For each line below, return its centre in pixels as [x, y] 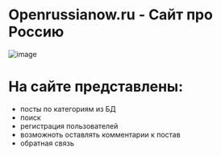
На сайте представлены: [96, 87]
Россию [36, 32]
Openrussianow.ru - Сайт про [111, 15]
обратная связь [47, 143]
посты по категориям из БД [68, 109]
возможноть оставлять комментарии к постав [100, 134]
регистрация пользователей [69, 125]
